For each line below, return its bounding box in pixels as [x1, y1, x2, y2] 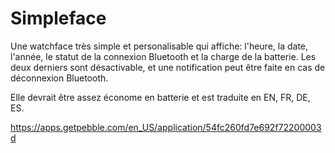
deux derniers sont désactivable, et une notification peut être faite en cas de [10, 61, 326, 73]
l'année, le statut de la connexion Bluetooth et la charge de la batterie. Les [10, 50, 317, 62]
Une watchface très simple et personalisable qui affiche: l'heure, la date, [10, 40, 309, 52]
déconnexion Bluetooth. [10, 72, 109, 84]
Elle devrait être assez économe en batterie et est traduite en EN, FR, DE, [10, 91, 311, 103]
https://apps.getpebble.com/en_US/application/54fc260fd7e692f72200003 [10, 121, 322, 133]
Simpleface [10, 7, 107, 30]
